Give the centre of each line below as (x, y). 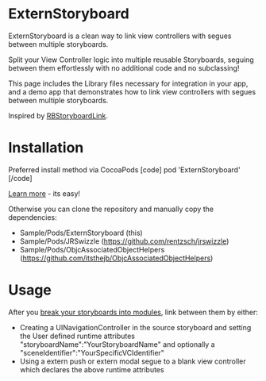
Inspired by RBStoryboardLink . (58, 115)
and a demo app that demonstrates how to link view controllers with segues (132, 91)
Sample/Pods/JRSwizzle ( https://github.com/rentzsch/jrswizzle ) (124, 241)
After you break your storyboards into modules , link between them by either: (133, 312)
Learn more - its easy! (44, 193)
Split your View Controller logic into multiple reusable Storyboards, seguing (131, 60)
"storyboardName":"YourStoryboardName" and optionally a (118, 344)
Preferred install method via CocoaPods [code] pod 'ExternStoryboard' (124, 169)
